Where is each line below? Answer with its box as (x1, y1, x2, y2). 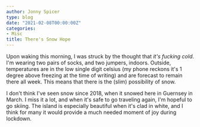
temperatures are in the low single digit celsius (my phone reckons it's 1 (6, 66, 182, 72)
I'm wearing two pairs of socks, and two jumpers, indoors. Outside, (6, 59, 171, 66)
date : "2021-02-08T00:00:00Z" (6, 20, 82, 26)
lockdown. (6, 115, 32, 122)
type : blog (6, 14, 33, 20)
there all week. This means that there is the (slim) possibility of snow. (6, 78, 176, 85)
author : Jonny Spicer (6, 8, 60, 15)
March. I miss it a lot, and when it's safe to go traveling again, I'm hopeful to (6, 96, 192, 103)
